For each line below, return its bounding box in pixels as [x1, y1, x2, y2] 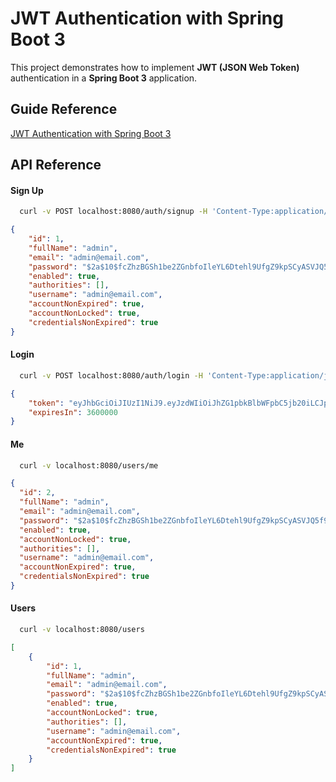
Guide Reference [10, 101, 118, 118]
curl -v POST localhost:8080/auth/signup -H [19, 207, 208, 217]
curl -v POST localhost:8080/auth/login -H [19, 370, 203, 381]
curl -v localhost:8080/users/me [19, 460, 159, 471]
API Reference [10, 157, 102, 174]
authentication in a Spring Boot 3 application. [10, 72, 198, 84]
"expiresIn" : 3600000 [28, 407, 118, 417]
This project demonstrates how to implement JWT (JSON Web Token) [10, 61, 300, 73]
